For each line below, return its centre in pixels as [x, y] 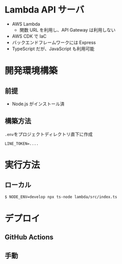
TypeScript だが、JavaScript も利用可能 [53, 49]
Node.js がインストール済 [38, 104]
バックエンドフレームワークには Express [54, 42]
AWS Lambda [26, 24]
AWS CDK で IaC [29, 36]
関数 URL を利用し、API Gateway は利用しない [68, 30]
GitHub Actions [29, 237]
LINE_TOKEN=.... [22, 144]
